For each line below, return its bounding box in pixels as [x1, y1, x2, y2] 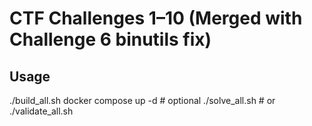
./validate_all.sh [9, 105, 74, 117]
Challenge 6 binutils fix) [9, 28, 212, 51]
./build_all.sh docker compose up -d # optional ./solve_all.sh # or [9, 95, 276, 106]
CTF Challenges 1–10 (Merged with [9, 7, 303, 30]
